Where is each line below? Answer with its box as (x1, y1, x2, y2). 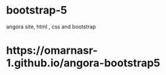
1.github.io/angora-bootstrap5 (6, 57, 161, 70)
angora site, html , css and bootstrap (6, 23, 96, 30)
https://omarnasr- (6, 44, 98, 57)
